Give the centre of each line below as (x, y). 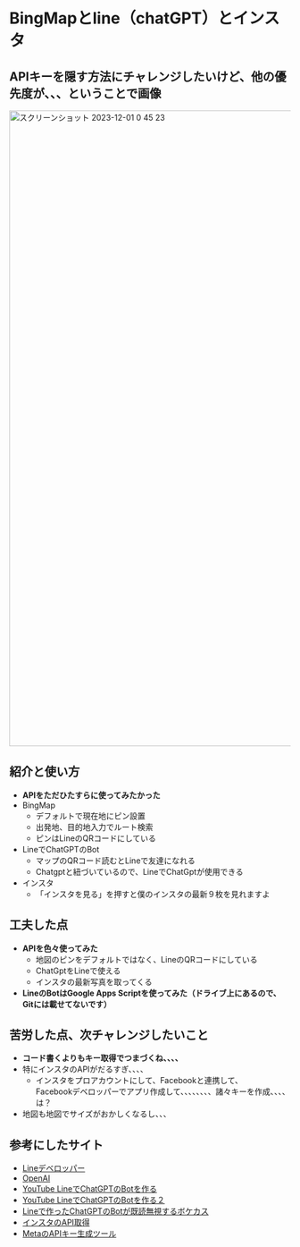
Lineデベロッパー (54, 1168)
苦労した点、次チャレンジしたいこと (109, 1035)
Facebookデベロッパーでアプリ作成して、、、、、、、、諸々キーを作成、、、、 (162, 1091)
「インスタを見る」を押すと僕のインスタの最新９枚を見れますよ (153, 894)
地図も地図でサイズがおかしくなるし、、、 (96, 1114)
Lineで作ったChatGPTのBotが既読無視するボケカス (116, 1211)
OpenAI (36, 1178)
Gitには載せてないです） (67, 1004)
